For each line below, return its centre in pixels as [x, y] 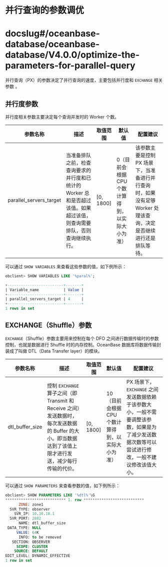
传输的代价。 [62, 469]
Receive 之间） [63, 408]
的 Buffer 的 [60, 431]
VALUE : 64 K [27, 532]
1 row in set [19, 560]
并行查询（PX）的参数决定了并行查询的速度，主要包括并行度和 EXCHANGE [79, 80]
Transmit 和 [60, 401]
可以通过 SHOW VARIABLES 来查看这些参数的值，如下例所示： [66, 266]
